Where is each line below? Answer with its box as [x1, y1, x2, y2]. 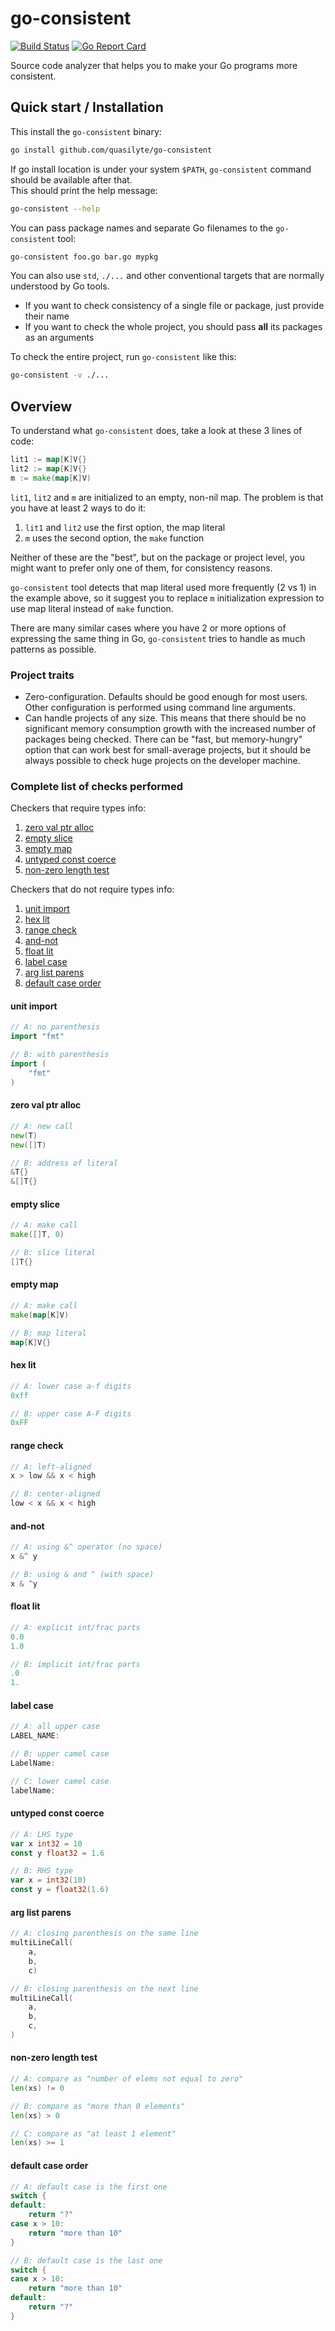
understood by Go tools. [10, 280, 110, 292]
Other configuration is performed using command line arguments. [24, 701, 296, 713]
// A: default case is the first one [10, 2182, 168, 2192]
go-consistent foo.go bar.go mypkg [10, 252, 159, 262]
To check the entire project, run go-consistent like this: [10, 351, 237, 363]
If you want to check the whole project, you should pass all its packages [24, 321, 323, 333]
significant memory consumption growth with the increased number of [24, 722, 317, 734]
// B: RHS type [10, 1866, 74, 1876]
